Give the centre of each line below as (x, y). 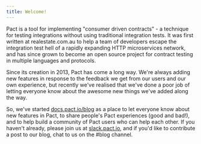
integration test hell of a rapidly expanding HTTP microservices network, (96, 48)
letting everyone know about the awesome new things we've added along (97, 91)
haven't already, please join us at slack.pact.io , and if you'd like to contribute (101, 128)
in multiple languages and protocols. (51, 60)
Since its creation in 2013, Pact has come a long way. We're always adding (98, 72)
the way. (17, 97)
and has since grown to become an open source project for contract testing (100, 54)
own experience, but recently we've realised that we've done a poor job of (98, 85)
